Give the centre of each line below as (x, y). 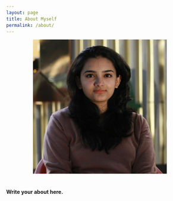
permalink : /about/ (30, 25)
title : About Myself (32, 19)
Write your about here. (35, 191)
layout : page (22, 13)
